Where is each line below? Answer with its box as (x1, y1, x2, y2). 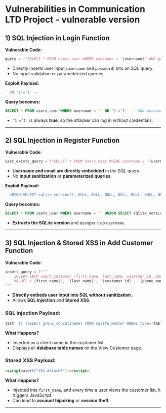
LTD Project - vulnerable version (5, 14, 140, 25)
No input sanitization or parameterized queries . (12, 173, 112, 179)
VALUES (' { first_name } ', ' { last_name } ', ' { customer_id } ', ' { (14, 278, 142, 283)
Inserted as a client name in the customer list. (12, 339, 105, 345)
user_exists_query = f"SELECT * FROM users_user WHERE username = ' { (5, 159, 152, 164)
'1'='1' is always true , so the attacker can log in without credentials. (12, 117, 153, 123)
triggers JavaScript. (12, 392, 53, 398)
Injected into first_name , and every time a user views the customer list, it (12, 387, 161, 393)
